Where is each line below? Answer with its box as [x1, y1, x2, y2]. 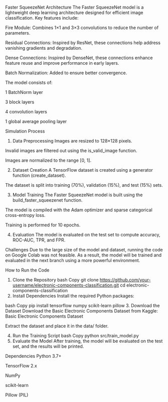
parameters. [5, 30, 31, 36]
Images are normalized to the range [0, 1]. [5, 158, 92, 163]
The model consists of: [5, 80, 53, 85]
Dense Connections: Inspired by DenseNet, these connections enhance [5, 55, 153, 61]
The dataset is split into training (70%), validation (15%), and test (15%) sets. [5, 182, 163, 188]
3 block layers [5, 99, 35, 105]
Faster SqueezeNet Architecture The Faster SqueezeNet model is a [5, 5, 144, 10]
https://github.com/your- [99, 277, 151, 283]
